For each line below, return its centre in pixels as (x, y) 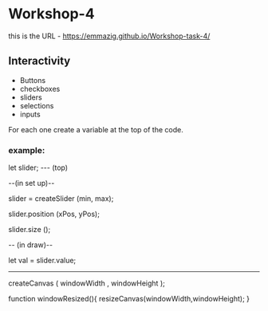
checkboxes (40, 89)
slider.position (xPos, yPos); (54, 214)
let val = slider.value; (42, 261)
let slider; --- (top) (38, 167)
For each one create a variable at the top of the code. (96, 129)
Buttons (33, 80)
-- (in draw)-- (31, 245)
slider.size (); (30, 230)
